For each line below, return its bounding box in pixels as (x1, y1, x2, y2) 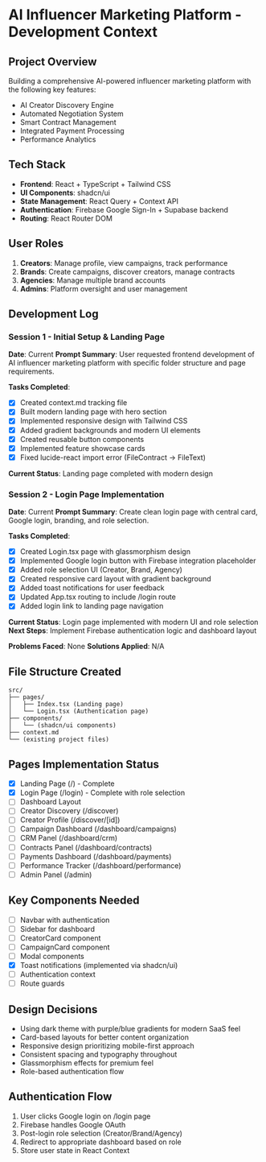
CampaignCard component (19, 942, 110, 952)
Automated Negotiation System (19, 109, 125, 118)
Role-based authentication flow (19, 1066, 125, 1076)
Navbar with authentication (19, 915, 110, 924)
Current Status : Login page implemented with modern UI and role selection (8, 618, 259, 627)
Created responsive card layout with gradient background (19, 574, 211, 584)
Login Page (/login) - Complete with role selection (19, 788, 186, 798)
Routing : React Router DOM (19, 213, 113, 223)
